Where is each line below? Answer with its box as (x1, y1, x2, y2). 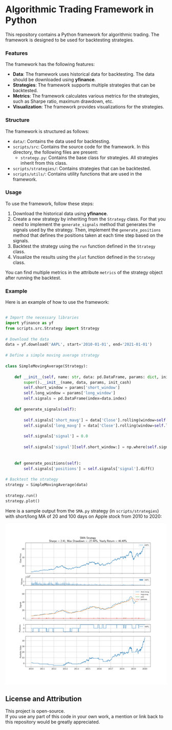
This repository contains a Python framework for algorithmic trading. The (5, 31, 160, 37)
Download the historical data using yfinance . (12, 210, 109, 216)
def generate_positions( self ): (14, 460, 81, 466)
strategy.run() (5, 493, 38, 498)
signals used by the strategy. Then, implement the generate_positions (12, 227, 161, 233)
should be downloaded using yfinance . (12, 77, 96, 83)
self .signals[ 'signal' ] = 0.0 (24, 434, 88, 439)
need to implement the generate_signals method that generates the (12, 221, 156, 227)
